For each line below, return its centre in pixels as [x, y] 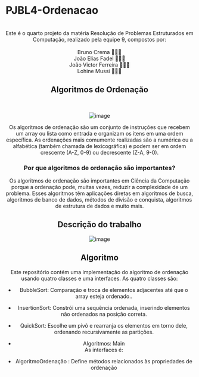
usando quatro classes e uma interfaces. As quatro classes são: [99, 278]
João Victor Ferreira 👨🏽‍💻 [99, 65]
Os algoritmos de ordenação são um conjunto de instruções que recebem [99, 127]
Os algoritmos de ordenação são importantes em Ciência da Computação [99, 181]
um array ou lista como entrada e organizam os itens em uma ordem [99, 133]
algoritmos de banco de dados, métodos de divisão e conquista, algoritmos [99, 200]
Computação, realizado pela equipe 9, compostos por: [99, 39]
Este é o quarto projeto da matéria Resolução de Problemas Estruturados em [99, 33]
